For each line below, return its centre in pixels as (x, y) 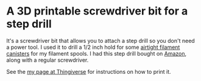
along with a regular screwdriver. (48, 60)
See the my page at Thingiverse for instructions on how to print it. (89, 71)
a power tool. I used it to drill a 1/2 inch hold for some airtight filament (93, 47)
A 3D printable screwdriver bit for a (97, 11)
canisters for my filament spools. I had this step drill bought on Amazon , (97, 53)
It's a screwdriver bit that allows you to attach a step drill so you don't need (100, 40)
